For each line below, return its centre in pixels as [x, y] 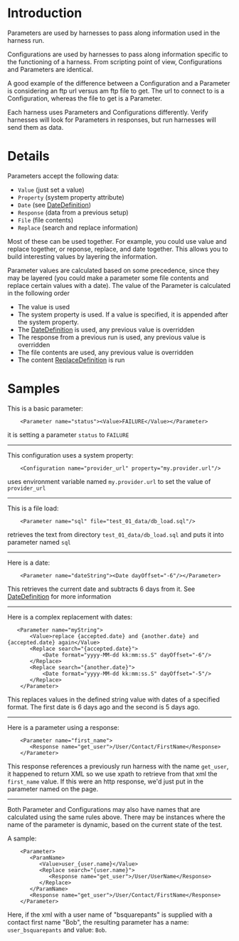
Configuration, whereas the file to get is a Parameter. [85, 98]
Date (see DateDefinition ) [54, 205]
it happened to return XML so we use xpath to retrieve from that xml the [112, 773]
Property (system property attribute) [71, 197]
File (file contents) [46, 220]
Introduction [45, 13]
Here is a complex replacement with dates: [70, 617]
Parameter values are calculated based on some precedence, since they [113, 270]
